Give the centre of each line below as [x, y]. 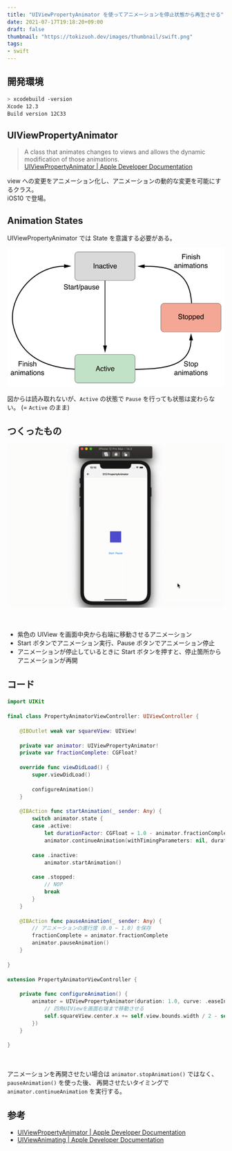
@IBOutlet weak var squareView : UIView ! [78, 731]
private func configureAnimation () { [74, 994]
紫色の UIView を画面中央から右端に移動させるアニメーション [104, 635]
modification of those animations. [71, 159]
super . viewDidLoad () [61, 775]
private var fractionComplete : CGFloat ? [78, 753]
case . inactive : [55, 855]
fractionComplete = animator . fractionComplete [100, 935]
